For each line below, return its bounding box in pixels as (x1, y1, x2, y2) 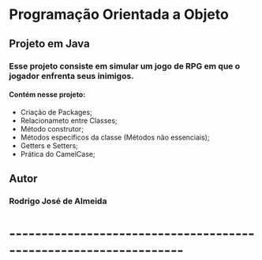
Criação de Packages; (20, 107, 93, 117)
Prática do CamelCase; (20, 149, 95, 158)
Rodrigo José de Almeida (9, 195, 107, 206)
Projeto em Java (9, 37, 90, 50)
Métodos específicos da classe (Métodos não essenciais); (20, 132, 210, 142)
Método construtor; (20, 124, 84, 133)
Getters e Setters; (20, 140, 78, 150)
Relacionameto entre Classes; (20, 116, 118, 125)
